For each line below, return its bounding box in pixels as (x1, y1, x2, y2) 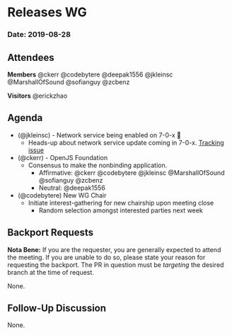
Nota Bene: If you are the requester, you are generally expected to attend (7, 245, 221, 254)
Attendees (7, 51, 54, 64)
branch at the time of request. (7, 268, 94, 276)
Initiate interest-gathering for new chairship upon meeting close (28, 198, 214, 207)
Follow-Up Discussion (7, 302, 107, 314)
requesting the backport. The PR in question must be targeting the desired (7, 260, 224, 269)
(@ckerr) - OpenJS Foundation (17, 153, 108, 161)
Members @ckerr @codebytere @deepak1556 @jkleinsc (7, 70, 173, 79)
